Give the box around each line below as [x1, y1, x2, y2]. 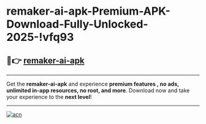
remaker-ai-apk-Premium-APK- [6, 4, 170, 18]
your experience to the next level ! [6, 93, 92, 100]
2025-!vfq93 [6, 31, 74, 44]
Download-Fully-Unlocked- [6, 17, 148, 31]
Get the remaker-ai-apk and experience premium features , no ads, [6, 81, 179, 87]
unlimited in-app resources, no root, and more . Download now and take [6, 87, 190, 94]
